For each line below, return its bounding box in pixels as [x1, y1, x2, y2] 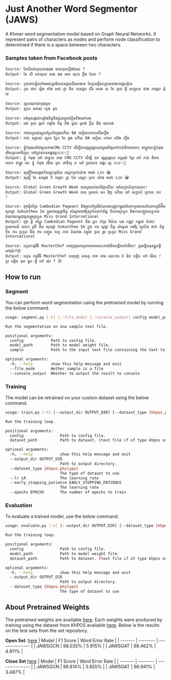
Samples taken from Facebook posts [5, 54, 98, 61]
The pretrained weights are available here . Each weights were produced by [5, 616, 163, 623]
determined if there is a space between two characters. [5, 41, 122, 47]
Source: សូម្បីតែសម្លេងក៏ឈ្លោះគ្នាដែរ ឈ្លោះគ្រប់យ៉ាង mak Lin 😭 [5, 170, 111, 175]
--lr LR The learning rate [10, 475, 99, 480]
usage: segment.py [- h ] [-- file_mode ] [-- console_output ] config [5, 314, 147, 320]
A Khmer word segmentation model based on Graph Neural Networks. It [5, 31, 156, 37]
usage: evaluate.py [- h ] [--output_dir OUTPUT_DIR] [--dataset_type [5, 523, 154, 528]
